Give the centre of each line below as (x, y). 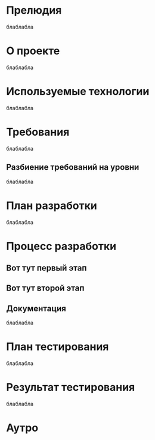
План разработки (52, 205)
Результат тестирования (71, 387)
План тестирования (58, 347)
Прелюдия (34, 10)
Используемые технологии (78, 91)
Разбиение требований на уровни (73, 167)
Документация (36, 308)
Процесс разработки (61, 246)
